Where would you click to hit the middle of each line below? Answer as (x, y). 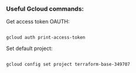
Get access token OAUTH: (38, 22)
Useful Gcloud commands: (45, 9)
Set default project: (29, 48)
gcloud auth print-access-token (46, 38)
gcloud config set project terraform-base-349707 (68, 64)
